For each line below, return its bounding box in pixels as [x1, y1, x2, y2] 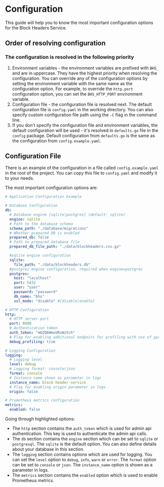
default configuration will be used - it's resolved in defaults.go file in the [12, 127, 159, 133]
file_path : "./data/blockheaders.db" [14, 262, 91, 267]
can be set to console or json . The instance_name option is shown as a [12, 462, 153, 468]
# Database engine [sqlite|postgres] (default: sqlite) [9, 212, 125, 218]
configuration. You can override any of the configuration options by [12, 75, 148, 81]
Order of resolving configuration [5, 39, 106, 48]
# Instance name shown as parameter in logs [9, 375, 102, 380]
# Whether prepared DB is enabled [9, 230, 80, 236]
